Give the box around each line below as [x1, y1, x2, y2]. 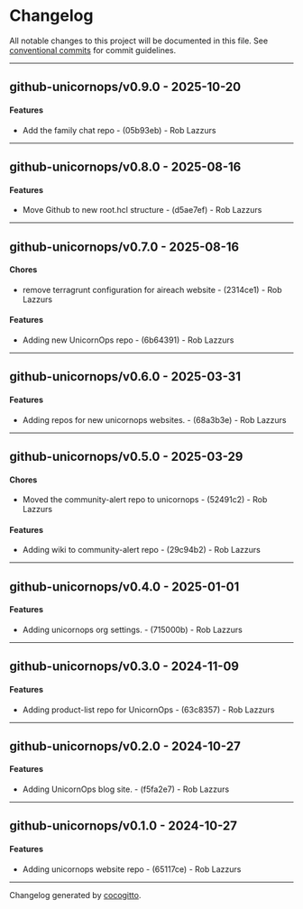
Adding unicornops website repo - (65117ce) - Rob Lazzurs [22, 863, 242, 875]
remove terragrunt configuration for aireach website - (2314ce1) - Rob [22, 284, 282, 295]
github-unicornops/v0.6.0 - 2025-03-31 [9, 369, 242, 384]
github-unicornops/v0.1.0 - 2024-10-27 [9, 818, 237, 834]
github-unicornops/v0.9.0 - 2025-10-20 [9, 79, 242, 95]
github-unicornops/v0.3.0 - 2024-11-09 [9, 659, 239, 675]
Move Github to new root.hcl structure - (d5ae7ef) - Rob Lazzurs [22, 205, 262, 216]
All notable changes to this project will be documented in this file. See [9, 35, 269, 46]
